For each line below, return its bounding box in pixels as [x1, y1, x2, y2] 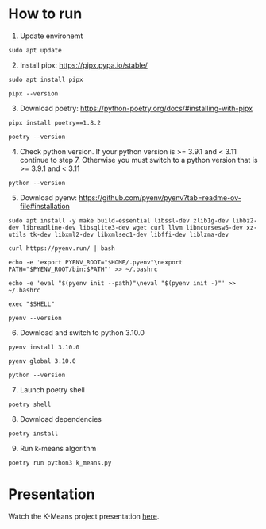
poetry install [8, 430, 59, 438]
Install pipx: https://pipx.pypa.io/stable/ [19, 60, 148, 70]
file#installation [19, 201, 70, 210]
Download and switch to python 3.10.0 [19, 327, 145, 338]
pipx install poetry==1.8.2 [8, 118, 102, 127]
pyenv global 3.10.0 [8, 357, 77, 365]
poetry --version [8, 133, 66, 141]
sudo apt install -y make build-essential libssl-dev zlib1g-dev [8, 216, 229, 225]
